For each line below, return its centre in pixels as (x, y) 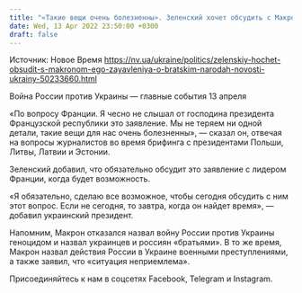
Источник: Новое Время (56, 60)
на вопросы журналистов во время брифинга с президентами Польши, (147, 142)
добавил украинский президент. (71, 216)
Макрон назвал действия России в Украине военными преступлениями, (149, 252)
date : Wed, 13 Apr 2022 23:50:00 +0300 (84, 26)
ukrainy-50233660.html (53, 79)
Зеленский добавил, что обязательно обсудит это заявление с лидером (148, 169)
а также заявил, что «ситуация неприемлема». (100, 262)
